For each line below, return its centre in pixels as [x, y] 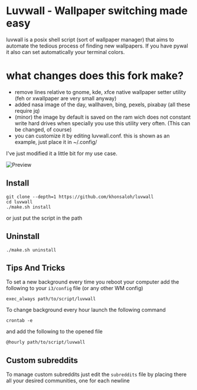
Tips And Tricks [36, 268]
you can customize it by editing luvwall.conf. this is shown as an [92, 136]
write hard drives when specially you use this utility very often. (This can [102, 123]
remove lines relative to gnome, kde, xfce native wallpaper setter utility [100, 92]
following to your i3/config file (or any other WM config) [75, 288]
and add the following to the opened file [54, 332]
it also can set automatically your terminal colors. [66, 52]
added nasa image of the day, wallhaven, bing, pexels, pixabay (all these [102, 105]
